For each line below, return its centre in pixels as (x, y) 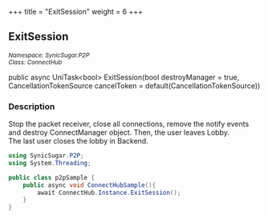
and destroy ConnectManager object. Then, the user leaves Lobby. (119, 132)
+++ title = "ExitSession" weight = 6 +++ (75, 12)
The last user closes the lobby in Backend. (78, 141)
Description (32, 106)
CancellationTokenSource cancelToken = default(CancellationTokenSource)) (134, 85)
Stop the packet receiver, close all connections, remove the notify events (129, 124)
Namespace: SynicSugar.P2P (49, 55)
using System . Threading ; (50, 163)
